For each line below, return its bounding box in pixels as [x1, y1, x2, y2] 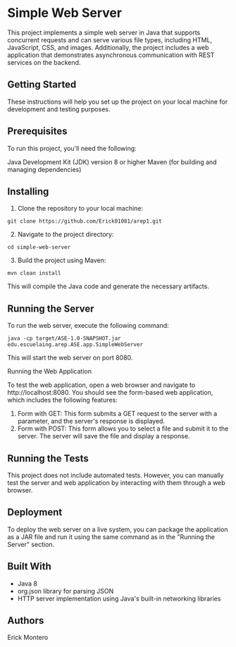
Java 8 [17, 579, 37, 588]
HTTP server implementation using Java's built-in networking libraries [17, 594, 221, 603]
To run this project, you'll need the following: [7, 144, 137, 152]
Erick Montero [7, 633, 49, 642]
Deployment [7, 506, 63, 519]
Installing [7, 185, 49, 197]
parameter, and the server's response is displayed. [17, 417, 166, 426]
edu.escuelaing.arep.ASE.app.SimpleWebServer [7, 341, 143, 348]
